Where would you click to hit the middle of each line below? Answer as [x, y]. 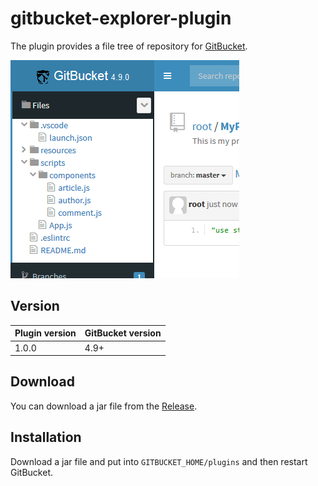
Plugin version [45, 333]
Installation [46, 437]
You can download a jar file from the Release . [104, 406]
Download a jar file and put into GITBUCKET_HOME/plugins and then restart [159, 461]
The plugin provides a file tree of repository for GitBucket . [129, 46]
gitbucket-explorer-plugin [121, 18]
